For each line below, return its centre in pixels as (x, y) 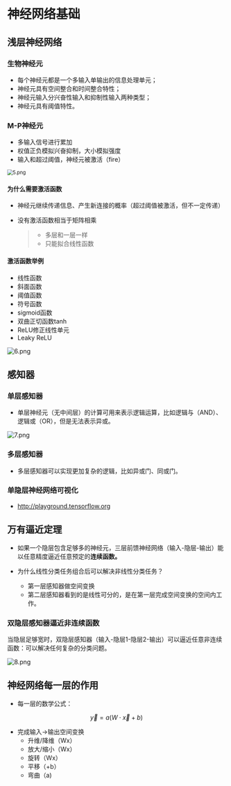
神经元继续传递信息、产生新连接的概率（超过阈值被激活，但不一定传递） (120, 206)
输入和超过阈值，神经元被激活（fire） (71, 160)
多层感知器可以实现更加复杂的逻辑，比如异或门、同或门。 (99, 471)
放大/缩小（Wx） (52, 749)
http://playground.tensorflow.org (64, 506)
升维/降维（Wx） (52, 740)
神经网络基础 (44, 14)
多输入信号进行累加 (45, 142)
